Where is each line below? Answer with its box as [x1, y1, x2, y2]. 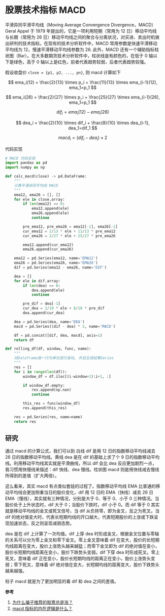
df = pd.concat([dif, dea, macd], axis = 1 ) [14, 333, 102, 338]
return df [14, 337, 34, 343]
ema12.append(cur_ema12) [23, 242, 74, 247]
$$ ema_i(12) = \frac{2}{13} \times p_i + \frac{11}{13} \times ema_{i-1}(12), [8, 79, 158, 85]
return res [14, 419, 36, 424]
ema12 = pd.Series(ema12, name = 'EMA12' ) [14, 256, 98, 261]
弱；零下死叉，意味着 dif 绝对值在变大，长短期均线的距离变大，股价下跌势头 [5, 562, 160, 568]
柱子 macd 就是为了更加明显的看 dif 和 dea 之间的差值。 [5, 578, 119, 584]
